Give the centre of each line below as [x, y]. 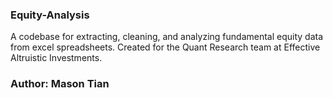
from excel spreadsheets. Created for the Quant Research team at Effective [165, 47]
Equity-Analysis [50, 15]
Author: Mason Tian [60, 84]
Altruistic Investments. [56, 58]
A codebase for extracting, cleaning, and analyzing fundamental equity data [167, 37]
